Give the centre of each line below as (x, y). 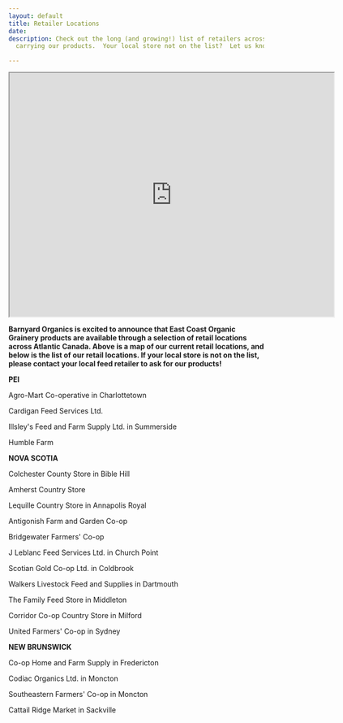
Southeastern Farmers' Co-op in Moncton (78, 695)
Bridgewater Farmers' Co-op (56, 537)
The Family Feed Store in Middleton (68, 600)
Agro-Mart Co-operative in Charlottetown (78, 396)
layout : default (36, 16)
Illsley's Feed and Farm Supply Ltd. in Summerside (92, 426)
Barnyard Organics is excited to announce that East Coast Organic (122, 329)
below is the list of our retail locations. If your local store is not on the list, (134, 355)
